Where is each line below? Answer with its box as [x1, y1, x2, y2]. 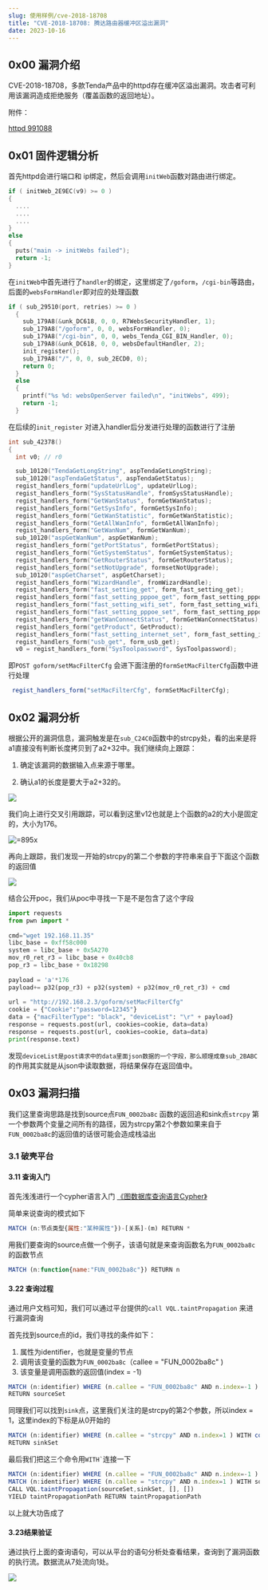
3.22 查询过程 [8, 1284, 54, 1293]
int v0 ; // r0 [15, 452, 62, 461]
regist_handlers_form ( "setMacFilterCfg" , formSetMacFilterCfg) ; [11, 687, 230, 695]
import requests [8, 909, 62, 917]
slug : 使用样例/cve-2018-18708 [8, 11, 108, 20]
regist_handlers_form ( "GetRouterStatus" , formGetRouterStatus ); [15, 556, 234, 564]
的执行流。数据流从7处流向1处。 [8, 1556, 113, 1566]
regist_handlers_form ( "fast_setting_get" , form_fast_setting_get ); [15, 586, 245, 594]
